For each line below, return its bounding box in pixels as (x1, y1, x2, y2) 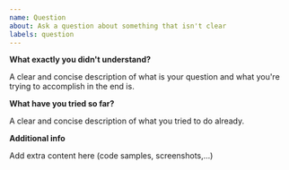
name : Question (9, 13, 66, 22)
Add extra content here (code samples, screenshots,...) (9, 150, 214, 161)
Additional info (9, 133, 66, 144)
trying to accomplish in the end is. (9, 81, 135, 92)
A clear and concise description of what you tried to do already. (9, 115, 245, 126)
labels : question (9, 30, 74, 38)
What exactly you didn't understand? (9, 55, 151, 65)
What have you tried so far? (9, 98, 115, 109)
